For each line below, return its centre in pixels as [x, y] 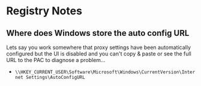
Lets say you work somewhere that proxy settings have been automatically [98, 47]
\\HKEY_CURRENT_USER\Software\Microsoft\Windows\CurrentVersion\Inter [105, 72]
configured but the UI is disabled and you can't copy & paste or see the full [99, 54]
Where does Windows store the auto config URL [98, 33]
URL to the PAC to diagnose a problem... [56, 60]
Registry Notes [44, 11]
